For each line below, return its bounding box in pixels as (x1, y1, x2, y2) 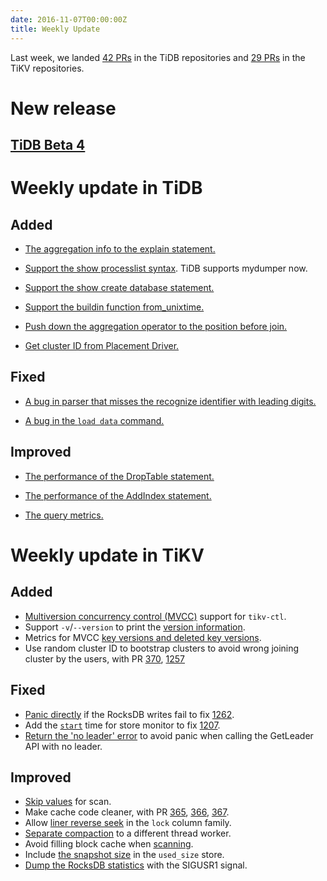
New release (10, 97, 117, 120)
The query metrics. (24, 509, 104, 521)
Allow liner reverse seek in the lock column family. (24, 817, 232, 829)
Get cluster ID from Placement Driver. (24, 340, 180, 352)
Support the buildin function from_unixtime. (24, 301, 205, 313)
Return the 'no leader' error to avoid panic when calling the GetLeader (24, 729, 314, 741)
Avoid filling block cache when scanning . (24, 838, 194, 850)
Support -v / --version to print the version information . (24, 621, 246, 633)
